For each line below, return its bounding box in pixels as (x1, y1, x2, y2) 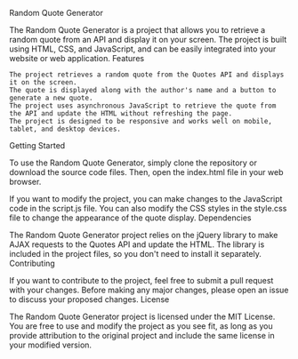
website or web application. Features (9, 53, 145, 63)
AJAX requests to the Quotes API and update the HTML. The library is (9, 239, 265, 250)
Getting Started (9, 140, 66, 150)
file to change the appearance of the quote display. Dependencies (9, 212, 252, 223)
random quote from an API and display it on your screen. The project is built (9, 35, 287, 44)
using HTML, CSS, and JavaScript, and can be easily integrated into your (9, 44, 277, 54)
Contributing (9, 258, 55, 268)
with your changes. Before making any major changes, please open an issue (9, 284, 289, 295)
